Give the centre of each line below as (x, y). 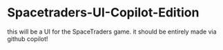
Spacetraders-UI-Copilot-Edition (103, 13)
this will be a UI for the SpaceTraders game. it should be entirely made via (112, 32)
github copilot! (28, 38)
